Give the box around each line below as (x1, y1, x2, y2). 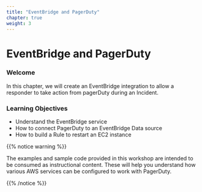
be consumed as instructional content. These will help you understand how (6, 161, 196, 169)
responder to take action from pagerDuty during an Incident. (6, 89, 159, 96)
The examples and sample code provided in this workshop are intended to (6, 155, 194, 162)
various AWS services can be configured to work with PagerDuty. (6, 168, 172, 175)
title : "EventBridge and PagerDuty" (6, 9, 100, 15)
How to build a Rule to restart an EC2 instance (15, 131, 132, 138)
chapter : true (6, 15, 43, 21)
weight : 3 (6, 20, 32, 26)
